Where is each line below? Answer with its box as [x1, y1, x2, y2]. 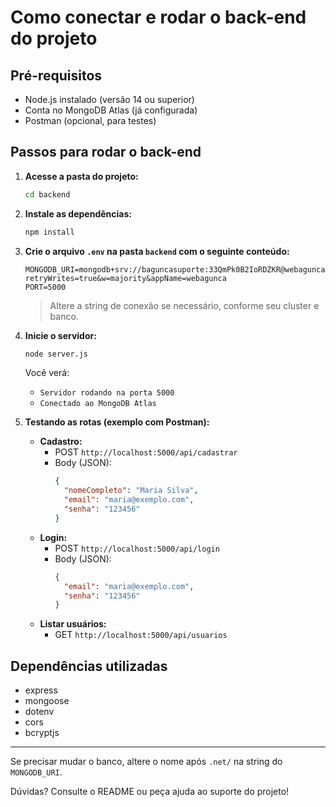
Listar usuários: [39, 618, 107, 630]
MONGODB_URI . [10, 766, 63, 778]
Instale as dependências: [24, 207, 132, 220]
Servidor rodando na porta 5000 [39, 388, 175, 398]
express [24, 684, 58, 696]
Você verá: [24, 367, 70, 379]
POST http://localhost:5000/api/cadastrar [54, 446, 238, 458]
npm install [24, 227, 75, 237]
